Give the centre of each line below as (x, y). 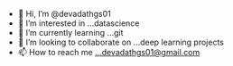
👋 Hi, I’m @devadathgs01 (64, 14)
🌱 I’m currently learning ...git (70, 33)
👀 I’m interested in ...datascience (79, 23)
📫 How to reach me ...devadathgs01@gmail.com (109, 52)
